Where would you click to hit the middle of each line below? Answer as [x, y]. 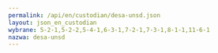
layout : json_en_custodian [53, 23]
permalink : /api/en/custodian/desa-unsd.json [84, 15]
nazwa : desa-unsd [37, 37]
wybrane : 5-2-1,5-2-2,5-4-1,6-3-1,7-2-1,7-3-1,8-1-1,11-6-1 [109, 30]
